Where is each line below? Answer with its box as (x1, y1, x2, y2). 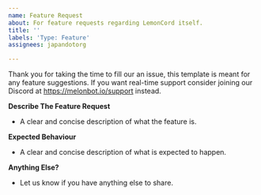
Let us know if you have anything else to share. (19, 178, 174, 188)
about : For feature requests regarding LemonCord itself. (8, 19, 203, 27)
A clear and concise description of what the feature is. (19, 117, 197, 126)
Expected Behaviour (8, 132, 77, 142)
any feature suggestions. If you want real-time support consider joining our (8, 78, 253, 88)
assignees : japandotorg (8, 41, 87, 49)
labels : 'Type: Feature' (8, 33, 90, 42)
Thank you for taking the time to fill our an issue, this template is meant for (8, 69, 251, 79)
